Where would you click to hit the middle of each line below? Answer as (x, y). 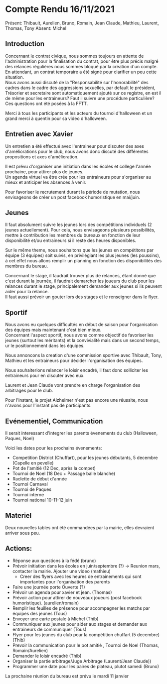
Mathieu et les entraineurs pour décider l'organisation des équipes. (74, 361)
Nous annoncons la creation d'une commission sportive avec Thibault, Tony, (84, 355)
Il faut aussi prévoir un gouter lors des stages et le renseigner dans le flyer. (82, 297)
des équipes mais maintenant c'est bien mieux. (53, 330)
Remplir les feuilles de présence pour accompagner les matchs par (81, 608)
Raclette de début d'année (40, 479)
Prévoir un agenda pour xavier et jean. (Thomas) (62, 592)
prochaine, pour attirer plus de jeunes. (44, 171)
